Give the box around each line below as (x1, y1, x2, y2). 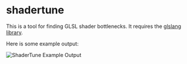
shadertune (6, 3, 65, 17)
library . (6, 29, 24, 35)
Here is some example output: (6, 40, 79, 47)
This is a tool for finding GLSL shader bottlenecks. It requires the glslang (6, 23, 181, 30)
